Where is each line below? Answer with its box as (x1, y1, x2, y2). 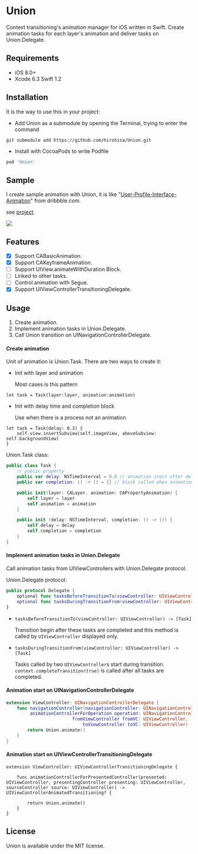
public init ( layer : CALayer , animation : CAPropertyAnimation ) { (16, 490, 178, 496)
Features (6, 237, 39, 247)
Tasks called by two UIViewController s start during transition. (14, 660, 165, 668)
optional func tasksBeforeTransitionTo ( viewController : (16, 593, 157, 599)
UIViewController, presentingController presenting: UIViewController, (6, 779, 186, 786)
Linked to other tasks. (14, 273, 68, 280)
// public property (16, 468, 65, 475)
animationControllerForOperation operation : (29, 711, 141, 716)
